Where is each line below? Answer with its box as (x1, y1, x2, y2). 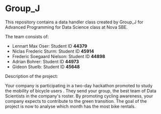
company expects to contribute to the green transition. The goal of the (5, 98, 147, 104)
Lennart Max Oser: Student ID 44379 (12, 43, 88, 49)
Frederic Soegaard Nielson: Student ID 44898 (12, 53, 105, 59)
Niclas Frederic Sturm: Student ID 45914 (12, 48, 94, 54)
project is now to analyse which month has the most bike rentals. (5, 103, 136, 109)
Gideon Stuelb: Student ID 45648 (12, 64, 80, 70)
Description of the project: (5, 73, 58, 79)
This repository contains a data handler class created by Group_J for (5, 19, 143, 25)
